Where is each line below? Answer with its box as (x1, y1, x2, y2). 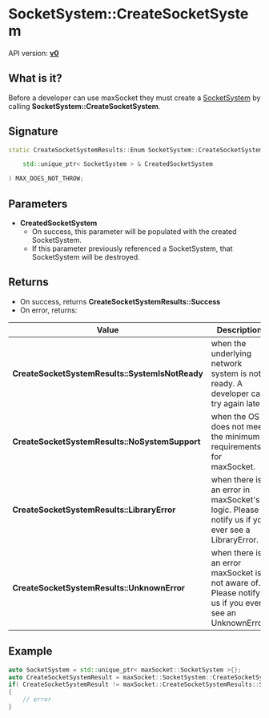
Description (216, 324, 263, 335)
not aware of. (211, 577, 262, 588)
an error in (211, 484, 251, 495)
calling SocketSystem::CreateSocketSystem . (8, 101, 161, 111)
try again (211, 397, 245, 409)
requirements (211, 441, 262, 452)
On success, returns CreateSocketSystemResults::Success (19, 296, 221, 306)
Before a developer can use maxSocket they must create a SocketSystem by (8, 93, 261, 103)
